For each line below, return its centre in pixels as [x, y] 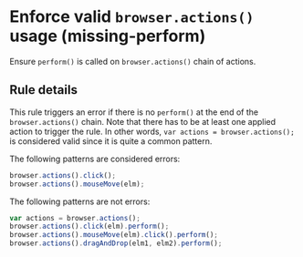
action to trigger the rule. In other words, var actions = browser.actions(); [152, 131]
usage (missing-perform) [108, 36]
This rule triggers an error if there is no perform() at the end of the [134, 112]
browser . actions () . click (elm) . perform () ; [89, 226]
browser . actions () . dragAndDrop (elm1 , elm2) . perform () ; [116, 243]
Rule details [43, 90]
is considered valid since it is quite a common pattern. [111, 141]
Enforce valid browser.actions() [132, 17]
